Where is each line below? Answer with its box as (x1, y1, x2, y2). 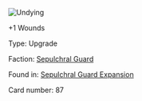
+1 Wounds (8, 23, 45, 32)
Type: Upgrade (8, 38, 58, 48)
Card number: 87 (8, 85, 65, 95)
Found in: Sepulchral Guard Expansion (8, 70, 134, 79)
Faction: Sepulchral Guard (8, 55, 94, 63)
